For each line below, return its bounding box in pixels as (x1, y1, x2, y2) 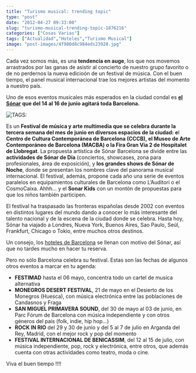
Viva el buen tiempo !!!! (6, 360, 61, 367)
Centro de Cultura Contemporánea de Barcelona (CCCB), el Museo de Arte (6, 135, 191, 142)
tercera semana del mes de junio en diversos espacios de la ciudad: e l (6, 128, 180, 135)
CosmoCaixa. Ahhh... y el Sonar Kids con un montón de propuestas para (6, 185, 182, 192)
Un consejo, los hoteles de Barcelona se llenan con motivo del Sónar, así (6, 239, 181, 246)
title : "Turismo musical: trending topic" (6, 8, 111, 15)
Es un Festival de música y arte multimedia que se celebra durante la (6, 123, 176, 130)
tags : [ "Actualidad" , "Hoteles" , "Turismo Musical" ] (6, 36, 132, 42)
